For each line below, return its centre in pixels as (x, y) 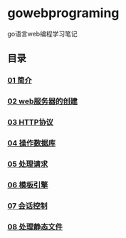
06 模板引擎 (28, 185)
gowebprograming (63, 13)
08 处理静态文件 (35, 227)
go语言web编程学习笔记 (42, 33)
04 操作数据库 (31, 143)
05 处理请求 (28, 164)
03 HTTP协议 (30, 123)
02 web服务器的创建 (43, 101)
